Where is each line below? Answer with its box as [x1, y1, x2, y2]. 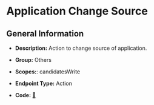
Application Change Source [6, 4, 149, 18]
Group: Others [15, 56, 52, 63]
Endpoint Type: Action [15, 80, 73, 87]
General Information [6, 29, 84, 39]
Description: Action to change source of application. [15, 44, 147, 52]
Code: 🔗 [15, 92, 36, 98]
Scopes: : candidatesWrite [15, 68, 81, 75]
